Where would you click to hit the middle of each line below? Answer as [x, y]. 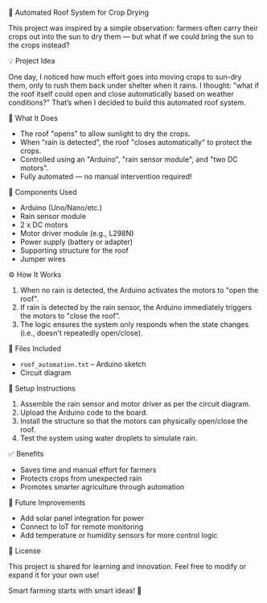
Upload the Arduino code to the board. [84, 412]
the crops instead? [39, 45]
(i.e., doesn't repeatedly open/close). [81, 333]
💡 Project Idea [32, 61]
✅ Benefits [26, 454]
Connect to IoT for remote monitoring [82, 527]
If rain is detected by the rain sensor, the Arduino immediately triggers [136, 307]
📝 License [25, 551]
